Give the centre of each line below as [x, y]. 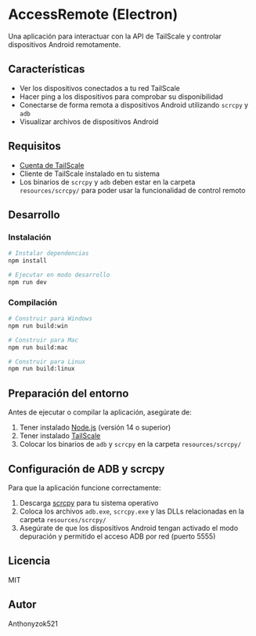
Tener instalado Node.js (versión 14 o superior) [95, 428]
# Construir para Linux [47, 362]
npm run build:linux [42, 369]
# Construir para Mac [43, 340]
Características [47, 69]
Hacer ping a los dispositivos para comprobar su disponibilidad [121, 97]
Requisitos [34, 146]
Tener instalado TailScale [60, 436]
